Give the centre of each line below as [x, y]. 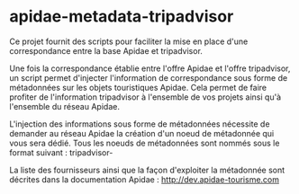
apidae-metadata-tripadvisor [122, 17]
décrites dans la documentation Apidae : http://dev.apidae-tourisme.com [145, 179]
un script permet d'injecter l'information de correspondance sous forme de [149, 77]
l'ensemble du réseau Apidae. [64, 106]
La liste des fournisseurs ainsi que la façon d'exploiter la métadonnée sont [147, 170]
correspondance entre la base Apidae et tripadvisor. [106, 50]
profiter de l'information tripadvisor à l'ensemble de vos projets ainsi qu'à [145, 97]
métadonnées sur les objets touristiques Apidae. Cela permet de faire [138, 87]
